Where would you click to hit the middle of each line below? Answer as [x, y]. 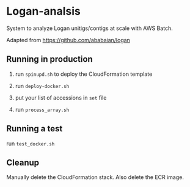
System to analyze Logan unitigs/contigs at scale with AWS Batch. [90, 28]
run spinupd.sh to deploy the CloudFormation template [84, 74]
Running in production [49, 59]
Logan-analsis [43, 11]
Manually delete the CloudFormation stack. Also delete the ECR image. [95, 177]
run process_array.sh [42, 109]
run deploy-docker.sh [42, 86]
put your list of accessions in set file [61, 97]
